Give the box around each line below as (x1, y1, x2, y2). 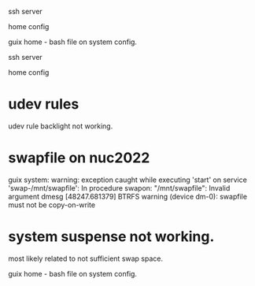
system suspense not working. (8, 228, 215, 246)
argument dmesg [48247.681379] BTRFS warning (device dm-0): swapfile (8, 191, 248, 201)
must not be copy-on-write (8, 200, 96, 210)
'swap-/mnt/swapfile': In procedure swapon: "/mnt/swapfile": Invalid (8, 183, 231, 192)
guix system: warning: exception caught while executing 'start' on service (8, 175, 248, 184)
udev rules (8, 95, 79, 113)
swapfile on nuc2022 (8, 149, 150, 167)
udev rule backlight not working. (8, 121, 113, 131)
